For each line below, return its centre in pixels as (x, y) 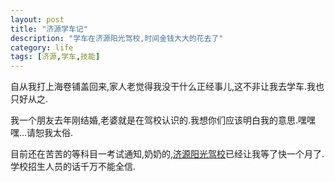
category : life (42, 47)
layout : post (37, 19)
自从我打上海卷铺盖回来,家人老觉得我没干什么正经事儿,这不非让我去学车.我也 (167, 87)
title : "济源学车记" (49, 29)
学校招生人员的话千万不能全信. (73, 167)
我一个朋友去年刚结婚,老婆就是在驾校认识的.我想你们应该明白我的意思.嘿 (159, 120)
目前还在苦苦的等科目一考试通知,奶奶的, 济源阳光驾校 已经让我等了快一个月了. (167, 154)
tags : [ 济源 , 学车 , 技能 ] (55, 57)
